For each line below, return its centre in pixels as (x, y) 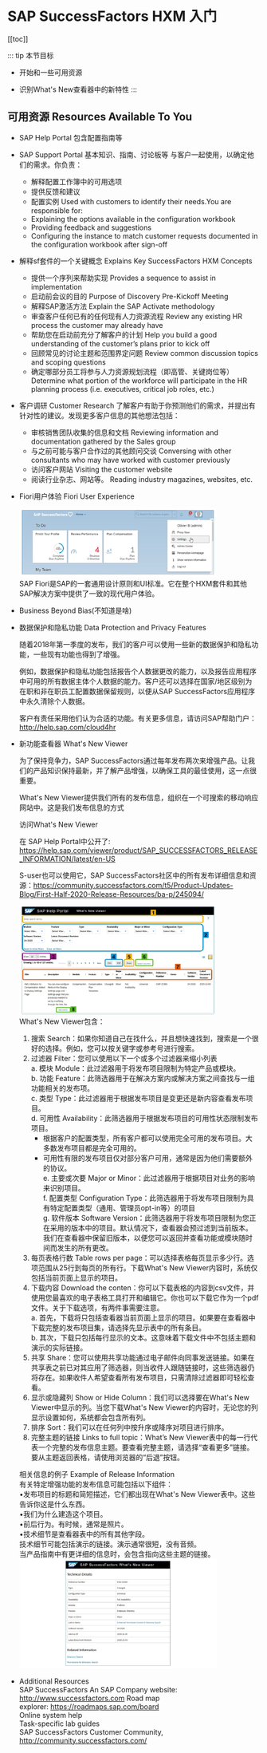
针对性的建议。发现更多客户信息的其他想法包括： (99, 415)
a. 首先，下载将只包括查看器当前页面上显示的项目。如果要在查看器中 (143, 1317)
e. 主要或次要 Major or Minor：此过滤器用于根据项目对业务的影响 (149, 1178)
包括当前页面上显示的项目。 (77, 1277)
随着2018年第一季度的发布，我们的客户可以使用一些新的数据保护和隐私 (135, 644)
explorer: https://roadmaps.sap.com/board (89, 1706)
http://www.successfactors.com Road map (89, 1698)
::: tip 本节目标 (31, 55)
